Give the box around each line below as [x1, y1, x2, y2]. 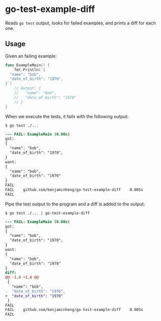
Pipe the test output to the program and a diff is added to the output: [5, 201, 145, 207]
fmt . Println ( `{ [14, 67, 46, 72]
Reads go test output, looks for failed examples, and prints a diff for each [5, 20, 156, 26]
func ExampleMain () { [5, 62, 50, 68]
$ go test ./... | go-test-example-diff [5, 210, 90, 215]
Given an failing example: [5, 53, 57, 59]
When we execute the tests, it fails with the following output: [5, 113, 129, 119]
